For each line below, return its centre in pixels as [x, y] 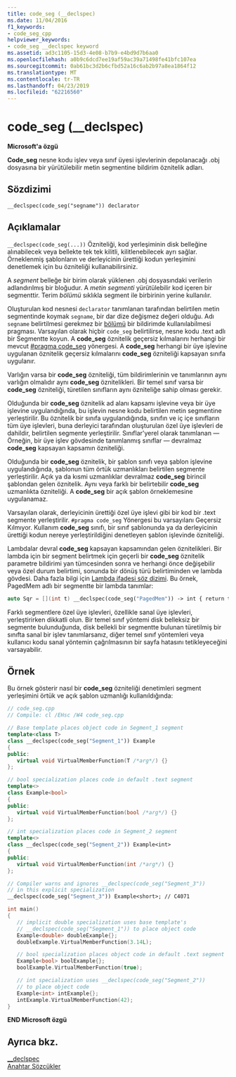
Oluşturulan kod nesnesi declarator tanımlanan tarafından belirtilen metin [113, 308]
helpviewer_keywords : [39, 40]
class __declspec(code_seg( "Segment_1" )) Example [81, 741]
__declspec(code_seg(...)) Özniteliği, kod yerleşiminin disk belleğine [107, 244]
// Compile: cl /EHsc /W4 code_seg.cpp [66, 715]
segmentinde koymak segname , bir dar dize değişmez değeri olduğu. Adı [111, 316]
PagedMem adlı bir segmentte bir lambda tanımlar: [80, 586]
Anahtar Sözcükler [34, 1066]
